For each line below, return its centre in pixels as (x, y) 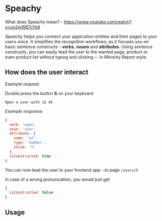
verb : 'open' (22, 125)
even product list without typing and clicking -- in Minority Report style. (76, 57)
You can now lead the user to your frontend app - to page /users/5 (72, 170)
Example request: (22, 84)
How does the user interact (47, 72)
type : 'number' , (30, 143)
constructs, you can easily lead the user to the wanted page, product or (76, 52)
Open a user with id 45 (29, 102)
